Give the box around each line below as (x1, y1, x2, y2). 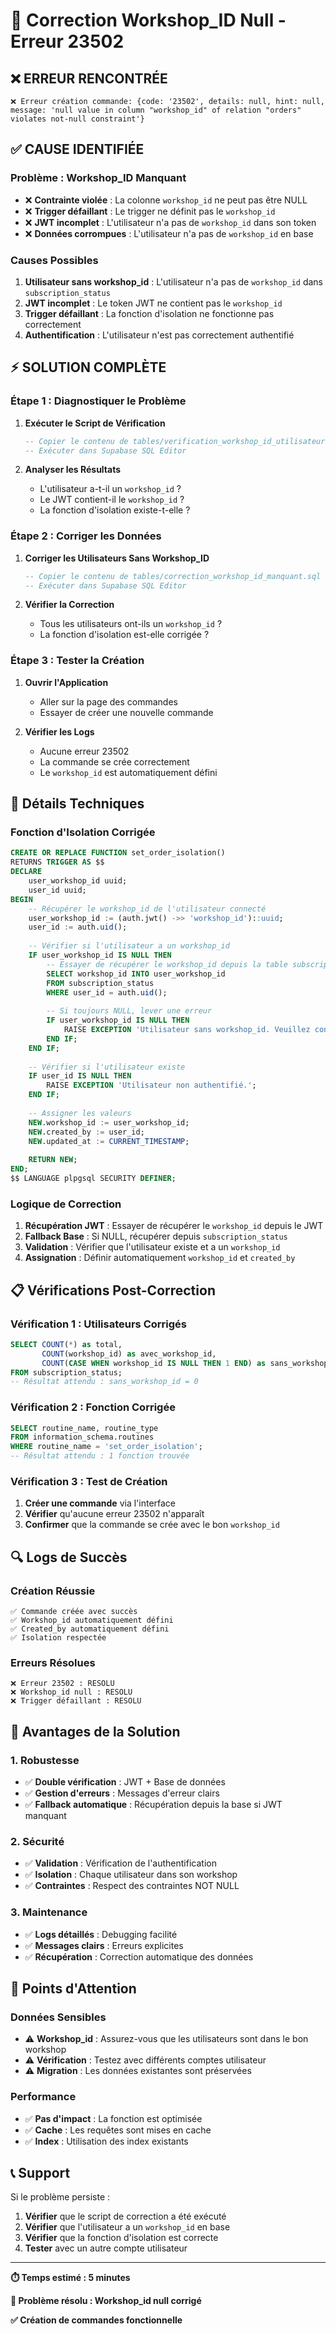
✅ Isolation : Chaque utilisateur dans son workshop (24, 1869, 238, 1881)
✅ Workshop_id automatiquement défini (10, 1615, 174, 1626)
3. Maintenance (10, 1905, 88, 1919)
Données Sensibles (10, 2010, 107, 2024)
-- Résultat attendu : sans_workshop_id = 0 (10, 1377, 199, 1387)
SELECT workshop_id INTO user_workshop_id (46, 969, 226, 979)
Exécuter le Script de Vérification (24, 417, 166, 429)
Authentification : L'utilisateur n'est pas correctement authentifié (24, 329, 295, 341)
